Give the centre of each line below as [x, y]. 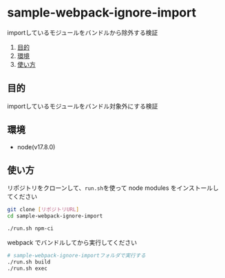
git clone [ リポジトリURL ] [43, 210]
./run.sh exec [28, 268]
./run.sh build [29, 262]
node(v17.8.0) [36, 147]
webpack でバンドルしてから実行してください [72, 243]
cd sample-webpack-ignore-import [55, 216]
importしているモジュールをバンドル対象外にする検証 [83, 106]
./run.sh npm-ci [30, 228]
